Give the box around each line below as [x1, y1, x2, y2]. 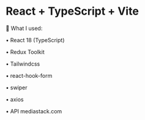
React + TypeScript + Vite [6, 4, 139, 18]
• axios [6, 96, 24, 103]
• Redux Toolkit [6, 48, 45, 56]
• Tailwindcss [6, 60, 40, 67]
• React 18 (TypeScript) [6, 36, 65, 43]
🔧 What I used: [6, 24, 43, 32]
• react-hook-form [6, 72, 53, 79]
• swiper [6, 84, 28, 91]
